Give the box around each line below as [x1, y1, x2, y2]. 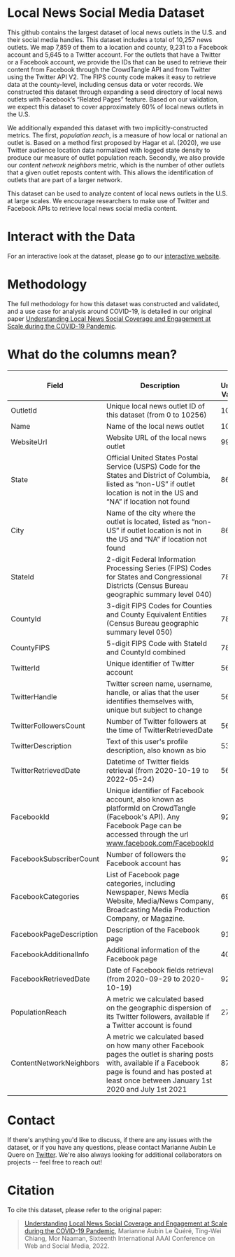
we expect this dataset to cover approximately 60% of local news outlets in [7, 102, 224, 111]
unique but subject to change [106, 705, 203, 715]
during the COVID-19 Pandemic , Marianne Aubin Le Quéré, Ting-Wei [24, 1226, 222, 1235]
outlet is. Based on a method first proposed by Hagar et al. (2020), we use [7, 138, 222, 146]
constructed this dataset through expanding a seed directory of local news [7, 88, 222, 96]
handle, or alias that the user [106, 687, 200, 697]
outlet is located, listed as [106, 516, 190, 526]
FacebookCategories [10, 891, 80, 901]
